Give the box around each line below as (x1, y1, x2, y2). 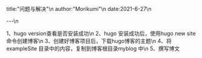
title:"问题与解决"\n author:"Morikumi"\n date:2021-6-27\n (6, 5, 152, 12)
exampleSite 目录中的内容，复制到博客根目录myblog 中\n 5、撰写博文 (6, 45, 180, 52)
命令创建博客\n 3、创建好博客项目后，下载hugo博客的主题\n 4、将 (6, 37, 172, 44)
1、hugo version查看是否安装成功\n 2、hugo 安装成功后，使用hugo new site (6, 30, 196, 37)
